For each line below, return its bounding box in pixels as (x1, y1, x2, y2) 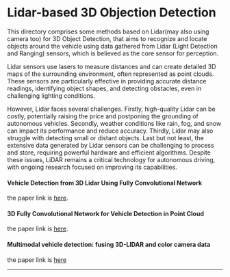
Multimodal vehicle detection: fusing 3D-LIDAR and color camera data (7, 240, 211, 248)
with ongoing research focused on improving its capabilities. (7, 163, 178, 171)
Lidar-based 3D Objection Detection (7, 5, 217, 21)
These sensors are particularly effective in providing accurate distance (7, 77, 207, 85)
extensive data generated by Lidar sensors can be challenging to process (7, 141, 214, 149)
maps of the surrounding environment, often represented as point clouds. (7, 70, 214, 78)
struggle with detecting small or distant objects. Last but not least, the (7, 133, 204, 142)
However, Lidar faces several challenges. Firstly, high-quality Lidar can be (7, 105, 216, 113)
